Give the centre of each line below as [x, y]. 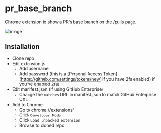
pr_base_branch [38, 8]
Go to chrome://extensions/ [46, 110]
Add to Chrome [27, 104]
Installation [22, 47]
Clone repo [23, 58]
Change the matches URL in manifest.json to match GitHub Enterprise [88, 94]
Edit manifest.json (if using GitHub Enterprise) [58, 89]
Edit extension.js [28, 63]
